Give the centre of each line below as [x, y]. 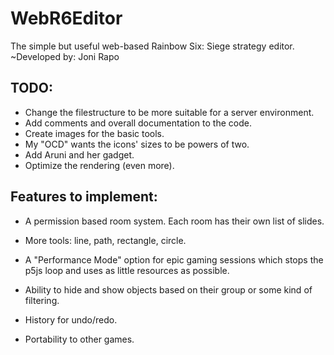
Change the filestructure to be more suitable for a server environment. [169, 112]
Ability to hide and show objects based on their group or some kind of [168, 289]
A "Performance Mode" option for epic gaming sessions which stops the [174, 259]
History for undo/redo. [71, 319]
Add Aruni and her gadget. [79, 154]
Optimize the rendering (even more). [99, 165]
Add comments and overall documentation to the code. [138, 123]
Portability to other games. [79, 339]
